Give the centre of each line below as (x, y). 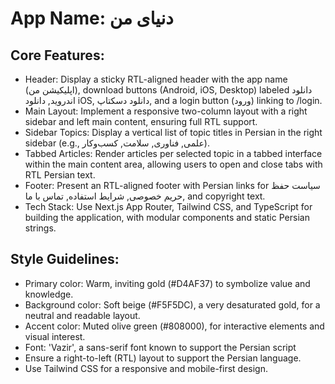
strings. (40, 228)
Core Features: (57, 55)
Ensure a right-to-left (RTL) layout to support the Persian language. (163, 358)
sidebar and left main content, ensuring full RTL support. (141, 121)
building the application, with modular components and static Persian (167, 217)
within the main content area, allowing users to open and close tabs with (173, 164)
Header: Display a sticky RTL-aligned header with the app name (156, 79)
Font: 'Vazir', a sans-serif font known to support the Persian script (160, 347)
